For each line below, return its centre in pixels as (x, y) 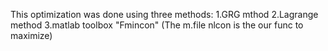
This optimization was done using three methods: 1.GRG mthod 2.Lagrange (164, 14)
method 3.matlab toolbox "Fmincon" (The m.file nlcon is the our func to (157, 25)
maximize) (31, 35)
